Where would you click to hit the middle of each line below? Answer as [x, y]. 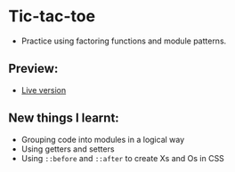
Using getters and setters [68, 149]
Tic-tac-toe [52, 16]
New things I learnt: [64, 118]
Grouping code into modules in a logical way [103, 139]
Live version [44, 90]
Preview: [33, 69]
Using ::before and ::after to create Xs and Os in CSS [122, 158]
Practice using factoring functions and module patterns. [124, 41]
